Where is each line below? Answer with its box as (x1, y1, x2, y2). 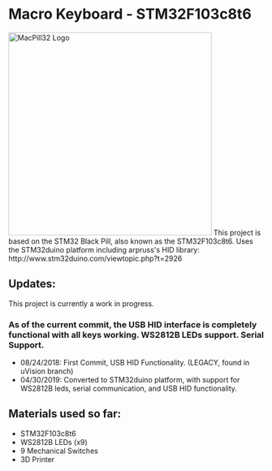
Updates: (8, 277, 56, 291)
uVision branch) (19, 366, 74, 376)
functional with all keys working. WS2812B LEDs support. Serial (8, 329, 264, 340)
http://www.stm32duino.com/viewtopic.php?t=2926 (8, 253, 183, 263)
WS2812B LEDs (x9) (19, 437, 88, 447)
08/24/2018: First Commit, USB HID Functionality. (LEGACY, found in (19, 358, 250, 368)
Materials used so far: (8, 407, 122, 421)
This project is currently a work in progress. (8, 298, 154, 309)
